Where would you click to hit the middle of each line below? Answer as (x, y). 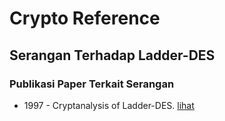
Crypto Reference (85, 18)
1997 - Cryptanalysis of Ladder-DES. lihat (109, 105)
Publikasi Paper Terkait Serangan (92, 84)
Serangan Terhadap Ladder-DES (112, 55)
